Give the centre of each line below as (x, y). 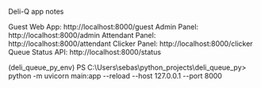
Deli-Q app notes (36, 11)
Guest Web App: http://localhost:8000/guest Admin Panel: (104, 27)
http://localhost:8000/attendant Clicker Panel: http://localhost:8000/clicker (130, 44)
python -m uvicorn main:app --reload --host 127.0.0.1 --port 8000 (115, 76)
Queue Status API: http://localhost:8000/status (84, 52)
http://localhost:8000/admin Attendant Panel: (82, 35)
